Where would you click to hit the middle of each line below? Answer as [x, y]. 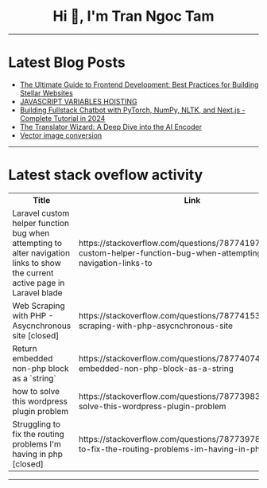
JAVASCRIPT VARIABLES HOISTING [78, 101]
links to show [37, 263]
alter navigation [41, 252]
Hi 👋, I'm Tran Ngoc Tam [133, 16]
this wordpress [40, 401]
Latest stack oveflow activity [106, 175]
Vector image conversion [61, 135]
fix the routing [39, 434]
